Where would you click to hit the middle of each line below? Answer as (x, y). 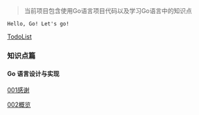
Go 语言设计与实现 (34, 73)
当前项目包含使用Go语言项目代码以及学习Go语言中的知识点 (108, 11)
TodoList (20, 36)
